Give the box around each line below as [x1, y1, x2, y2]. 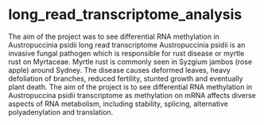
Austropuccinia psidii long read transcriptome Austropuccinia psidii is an [8, 40, 246, 49]
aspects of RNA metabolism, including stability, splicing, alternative [8, 99, 228, 108]
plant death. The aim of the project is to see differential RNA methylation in [8, 81, 253, 92]
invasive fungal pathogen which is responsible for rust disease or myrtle [8, 48, 245, 58]
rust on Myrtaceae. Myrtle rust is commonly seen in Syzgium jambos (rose [8, 57, 253, 66]
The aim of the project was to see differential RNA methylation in [8, 32, 220, 41]
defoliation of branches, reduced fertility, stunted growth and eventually [8, 74, 244, 83]
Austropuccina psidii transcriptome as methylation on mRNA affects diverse [8, 90, 257, 100]
